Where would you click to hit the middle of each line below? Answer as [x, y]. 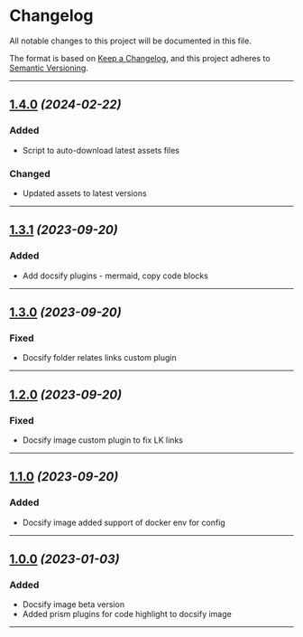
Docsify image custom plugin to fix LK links [102, 440]
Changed [30, 173]
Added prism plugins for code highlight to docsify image [127, 614]
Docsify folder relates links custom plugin [100, 358]
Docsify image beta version [73, 604]
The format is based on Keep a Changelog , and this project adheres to [140, 58]
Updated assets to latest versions [84, 193]
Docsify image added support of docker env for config [124, 522]
